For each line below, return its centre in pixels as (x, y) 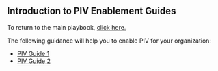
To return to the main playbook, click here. (67, 27)
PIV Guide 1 (33, 53)
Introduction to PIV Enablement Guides (92, 11)
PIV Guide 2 (34, 61)
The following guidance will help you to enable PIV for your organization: (109, 41)
